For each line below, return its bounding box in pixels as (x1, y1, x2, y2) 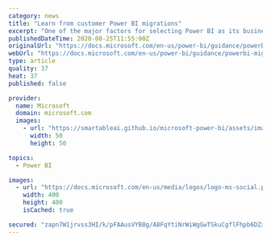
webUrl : (8, 49, 35, 57)
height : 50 (29, 139, 67, 147)
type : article (8, 57, 56, 66)
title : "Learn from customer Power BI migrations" (8, 19, 182, 27)
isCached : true (23, 206, 74, 214)
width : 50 (29, 132, 63, 140)
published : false (8, 79, 67, 87)
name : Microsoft (15, 102, 70, 110)
